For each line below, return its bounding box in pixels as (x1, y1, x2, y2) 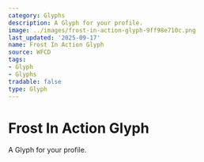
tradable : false (8, 77, 62, 85)
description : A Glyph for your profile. (8, 19, 144, 27)
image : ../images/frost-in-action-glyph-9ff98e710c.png (8, 26, 196, 34)
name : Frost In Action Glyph (8, 41, 104, 49)
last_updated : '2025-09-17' (8, 33, 101, 42)
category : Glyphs (8, 11, 66, 20)
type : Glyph (8, 85, 47, 93)
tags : (8, 56, 26, 64)
